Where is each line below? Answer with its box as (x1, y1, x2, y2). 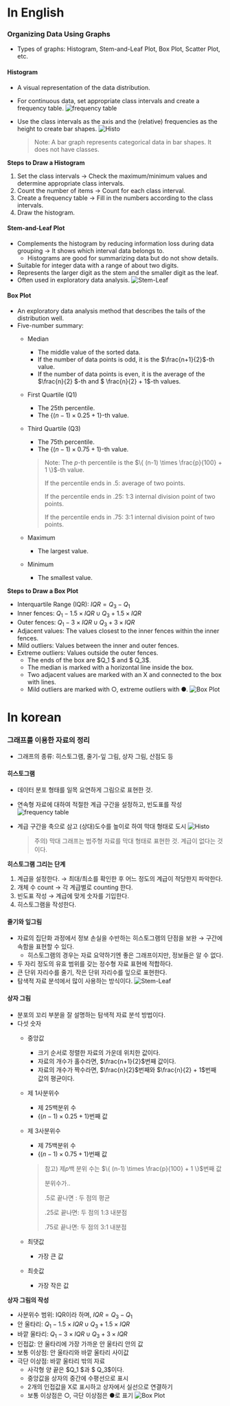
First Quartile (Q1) (27, 390, 78, 399)
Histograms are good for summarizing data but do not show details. (27, 254, 218, 262)
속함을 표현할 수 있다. (16, 943, 74, 951)
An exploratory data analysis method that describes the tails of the (16, 307, 206, 315)
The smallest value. (37, 574, 93, 582)
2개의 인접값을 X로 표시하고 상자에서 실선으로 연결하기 (27, 1383, 173, 1391)
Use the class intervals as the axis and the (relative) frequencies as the (16, 117, 218, 125)
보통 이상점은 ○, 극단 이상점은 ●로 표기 (27, 1391, 134, 1399)
